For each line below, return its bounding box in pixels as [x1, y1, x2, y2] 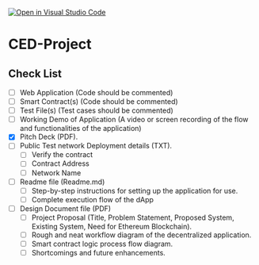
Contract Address [31, 159, 90, 168]
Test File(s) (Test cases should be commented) [19, 106, 174, 115]
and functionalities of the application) [19, 124, 142, 133]
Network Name [31, 167, 82, 178]
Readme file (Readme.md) [19, 177, 105, 186]
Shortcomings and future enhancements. [31, 248, 166, 257]
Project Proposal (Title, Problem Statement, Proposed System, [31, 213, 235, 222]
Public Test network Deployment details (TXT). [19, 141, 173, 151]
